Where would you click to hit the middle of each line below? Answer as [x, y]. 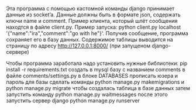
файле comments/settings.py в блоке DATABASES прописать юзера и [92, 76]
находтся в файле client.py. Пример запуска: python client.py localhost [94, 27]
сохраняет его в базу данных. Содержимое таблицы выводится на [90, 39]
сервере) [18, 52]
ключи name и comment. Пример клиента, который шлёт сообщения [92, 21]
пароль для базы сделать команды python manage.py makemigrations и [95, 82]
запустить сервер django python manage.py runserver [73, 101]
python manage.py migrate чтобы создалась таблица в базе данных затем [98, 88]
